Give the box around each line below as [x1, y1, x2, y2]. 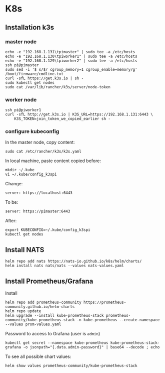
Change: [5, 181, 23, 187]
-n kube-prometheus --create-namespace [76, 317, 160, 323]
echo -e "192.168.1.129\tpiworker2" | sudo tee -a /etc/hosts [5, 58, 137, 63]
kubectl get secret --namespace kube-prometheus [5, 340, 108, 345]
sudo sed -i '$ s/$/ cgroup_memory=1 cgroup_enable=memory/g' [5, 67, 137, 72]
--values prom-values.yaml [5, 322, 61, 327]
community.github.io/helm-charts [5, 304, 75, 309]
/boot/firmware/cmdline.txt [5, 71, 64, 76]
